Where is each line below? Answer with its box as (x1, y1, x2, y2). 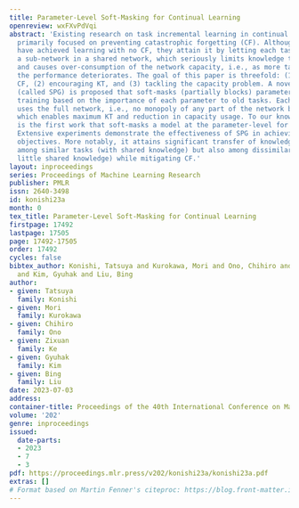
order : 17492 (9, 245, 58, 254)
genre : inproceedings (9, 419, 90, 428)
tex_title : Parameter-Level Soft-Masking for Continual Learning (9, 211, 256, 221)
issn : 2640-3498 (9, 187, 69, 196)
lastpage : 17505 (9, 228, 69, 237)
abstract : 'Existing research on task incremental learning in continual (9, 29, 289, 38)
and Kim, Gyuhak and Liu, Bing (17, 270, 133, 279)
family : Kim (17, 361, 62, 370)
